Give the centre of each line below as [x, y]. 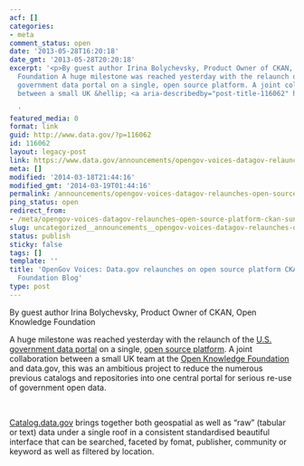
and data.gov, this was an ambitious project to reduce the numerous [136, 368]
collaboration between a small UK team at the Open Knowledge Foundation [149, 358]
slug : [19, 227]
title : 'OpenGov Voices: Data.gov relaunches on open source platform [145, 270]
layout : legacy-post [48, 152]
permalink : [30, 194]
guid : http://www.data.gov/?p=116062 [81, 135]
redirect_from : [38, 211]
